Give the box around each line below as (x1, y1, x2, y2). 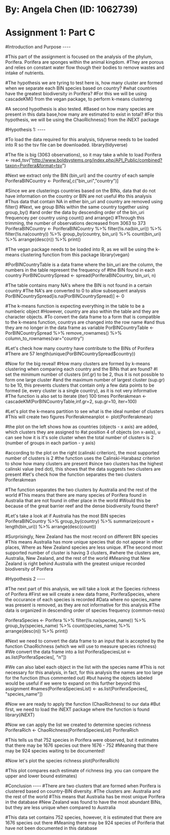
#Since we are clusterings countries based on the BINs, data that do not (5, 187, 156, 194)
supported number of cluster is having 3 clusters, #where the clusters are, (5, 550, 161, 556)
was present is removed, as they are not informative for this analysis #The (5, 602, 160, 608)
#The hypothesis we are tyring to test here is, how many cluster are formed (5, 80, 163, 86)
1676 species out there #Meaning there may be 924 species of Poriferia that (5, 820, 165, 826)
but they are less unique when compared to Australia (5, 804, 116, 811)
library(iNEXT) (5, 712, 35, 718)
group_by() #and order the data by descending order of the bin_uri (5, 209, 145, 216)
